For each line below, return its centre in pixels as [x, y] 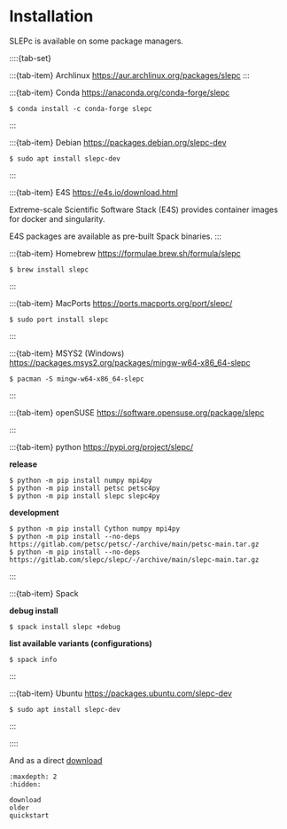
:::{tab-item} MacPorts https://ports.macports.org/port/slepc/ [121, 303]
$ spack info [33, 659]
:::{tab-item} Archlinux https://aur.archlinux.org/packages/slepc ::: [129, 75]
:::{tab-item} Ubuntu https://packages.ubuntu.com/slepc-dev [121, 693]
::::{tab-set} [30, 58]
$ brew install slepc [49, 269]
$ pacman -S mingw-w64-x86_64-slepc [77, 379]
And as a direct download [56, 760]
